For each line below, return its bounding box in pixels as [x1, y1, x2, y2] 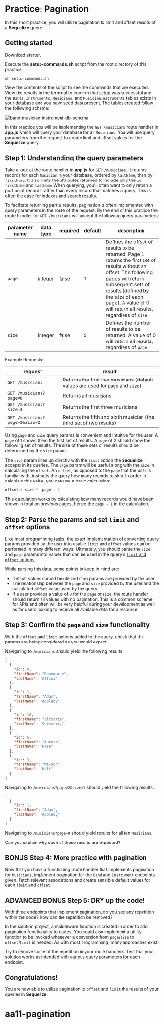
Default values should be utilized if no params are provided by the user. [12, 576, 156, 582]
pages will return [105, 275, 144, 281]
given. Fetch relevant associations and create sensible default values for [5, 877, 150, 883]
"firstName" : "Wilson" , [14, 762, 62, 767]
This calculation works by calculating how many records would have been [5, 496, 154, 502]
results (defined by [105, 287, 149, 294]
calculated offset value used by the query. [12, 586, 99, 592]
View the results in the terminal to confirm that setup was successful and [5, 89, 152, 96]
